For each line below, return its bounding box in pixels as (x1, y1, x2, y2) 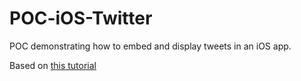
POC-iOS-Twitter (9, 7, 153, 30)
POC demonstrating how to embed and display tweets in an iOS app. (9, 40, 292, 52)
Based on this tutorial (9, 59, 97, 71)
